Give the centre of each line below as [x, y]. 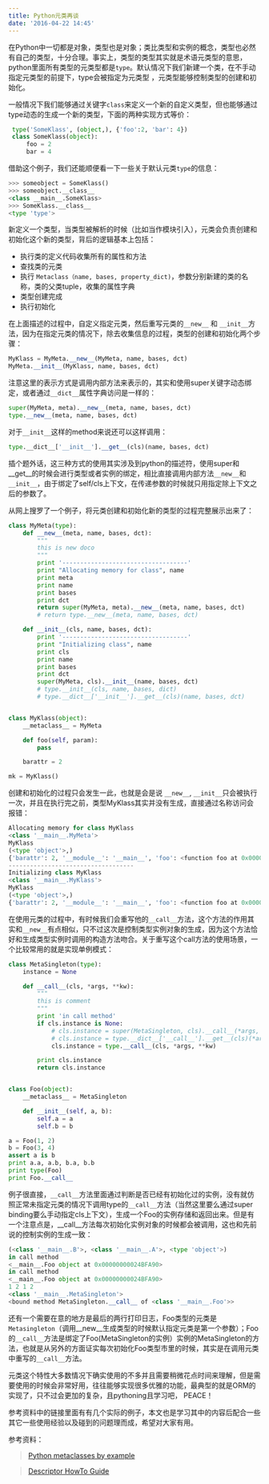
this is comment [64, 1001]
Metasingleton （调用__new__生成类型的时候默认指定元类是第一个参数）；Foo [133, 1328]
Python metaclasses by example [81, 1455]
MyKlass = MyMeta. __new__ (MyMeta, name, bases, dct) [98, 359]
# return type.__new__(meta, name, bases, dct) [118, 615]
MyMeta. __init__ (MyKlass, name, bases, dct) [84, 367]
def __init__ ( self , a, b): [68, 1111]
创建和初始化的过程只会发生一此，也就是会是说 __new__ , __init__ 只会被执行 [133, 793]
